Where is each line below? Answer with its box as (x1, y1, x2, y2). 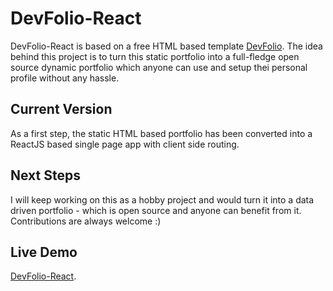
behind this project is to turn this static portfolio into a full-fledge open (10, 50, 300, 62)
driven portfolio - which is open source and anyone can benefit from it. (10, 204, 302, 216)
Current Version (10, 101, 113, 118)
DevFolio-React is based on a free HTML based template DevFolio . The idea (10, 40, 323, 52)
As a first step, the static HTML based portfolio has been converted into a (10, 127, 313, 139)
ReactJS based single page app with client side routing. (10, 138, 240, 150)
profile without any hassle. (10, 72, 120, 84)
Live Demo (10, 243, 78, 261)
